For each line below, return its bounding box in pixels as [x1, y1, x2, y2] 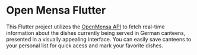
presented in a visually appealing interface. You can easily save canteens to [6, 35, 192, 43]
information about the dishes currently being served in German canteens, [6, 29, 186, 36]
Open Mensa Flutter [6, 4, 106, 17]
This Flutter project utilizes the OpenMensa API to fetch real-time [6, 23, 165, 30]
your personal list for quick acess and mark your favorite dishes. [6, 42, 163, 49]
